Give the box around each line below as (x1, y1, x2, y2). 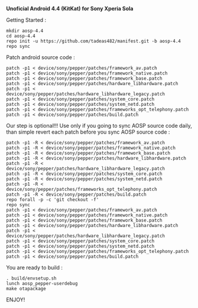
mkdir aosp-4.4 (6, 28, 44, 34)
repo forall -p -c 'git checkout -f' (6, 197, 99, 203)
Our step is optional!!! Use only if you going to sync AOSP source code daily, (6, 122, 192, 129)
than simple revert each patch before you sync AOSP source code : (6, 128, 170, 135)
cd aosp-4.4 (6, 33, 35, 39)
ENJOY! (6, 296, 25, 303)
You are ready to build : (6, 264, 63, 271)
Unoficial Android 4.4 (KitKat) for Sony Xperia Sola (6, 5, 134, 12)
